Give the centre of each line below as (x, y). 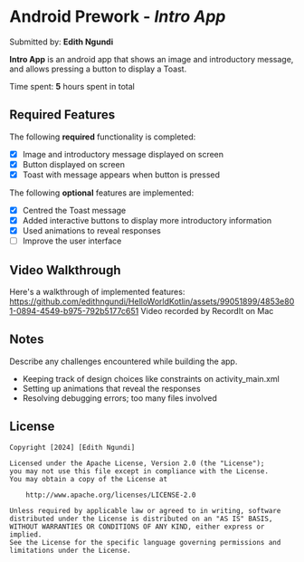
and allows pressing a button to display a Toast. (98, 69)
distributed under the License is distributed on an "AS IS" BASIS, (141, 519)
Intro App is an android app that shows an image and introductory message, (152, 59)
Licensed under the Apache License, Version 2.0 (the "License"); (137, 463)
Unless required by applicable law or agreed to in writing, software (145, 510)
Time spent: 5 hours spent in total (72, 86)
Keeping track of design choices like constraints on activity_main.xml (151, 378)
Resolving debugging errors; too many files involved (119, 398)
